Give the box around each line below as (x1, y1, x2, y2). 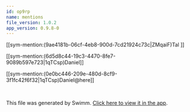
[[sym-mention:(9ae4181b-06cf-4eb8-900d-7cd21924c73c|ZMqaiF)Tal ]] (6, 41, 185, 48)
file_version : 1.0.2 (6, 19, 57, 25)
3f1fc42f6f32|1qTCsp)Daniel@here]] (6, 77, 94, 84)
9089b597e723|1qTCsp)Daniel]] (6, 59, 84, 66)
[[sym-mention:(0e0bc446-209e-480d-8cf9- (6, 70, 117, 77)
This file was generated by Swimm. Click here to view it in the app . (6, 100, 168, 107)
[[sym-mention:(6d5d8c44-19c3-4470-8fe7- (6, 52, 116, 60)
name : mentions (6, 14, 44, 20)
